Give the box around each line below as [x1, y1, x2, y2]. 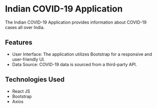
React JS [12, 88, 31, 94]
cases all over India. [5, 24, 45, 30]
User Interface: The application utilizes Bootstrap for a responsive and [12, 51, 153, 57]
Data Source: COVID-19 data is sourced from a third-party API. [12, 61, 137, 67]
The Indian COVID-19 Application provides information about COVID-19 [5, 19, 147, 25]
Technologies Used [5, 76, 64, 84]
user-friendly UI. [12, 56, 45, 62]
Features [5, 39, 32, 47]
